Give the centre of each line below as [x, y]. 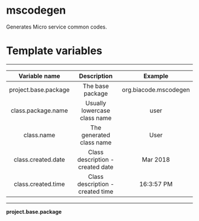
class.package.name [39, 110]
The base [96, 86]
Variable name [39, 76]
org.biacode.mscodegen [156, 90]
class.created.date [39, 159]
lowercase [96, 110]
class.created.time [39, 184]
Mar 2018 [156, 159]
